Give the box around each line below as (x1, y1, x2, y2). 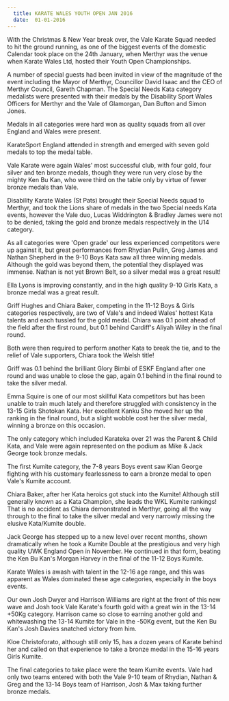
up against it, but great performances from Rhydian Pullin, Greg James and (7, 246, 218, 254)
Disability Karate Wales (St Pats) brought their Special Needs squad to (7, 196, 205, 204)
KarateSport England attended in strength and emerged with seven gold (7, 140, 210, 149)
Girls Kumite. (7, 652, 43, 661)
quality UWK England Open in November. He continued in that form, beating (7, 547, 221, 555)
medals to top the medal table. (7, 148, 93, 156)
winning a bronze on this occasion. (7, 421, 106, 429)
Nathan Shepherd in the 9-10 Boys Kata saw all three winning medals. (7, 253, 204, 261)
